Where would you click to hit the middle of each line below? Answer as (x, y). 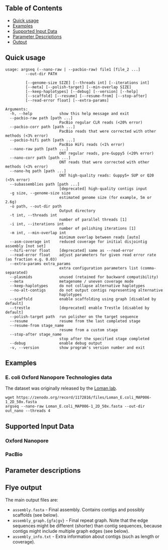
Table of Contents (34, 8)
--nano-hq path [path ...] (38, 171)
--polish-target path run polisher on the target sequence (74, 317)
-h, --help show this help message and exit (69, 114)
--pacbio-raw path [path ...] (41, 118)
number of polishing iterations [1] (98, 228)
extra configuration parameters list (99, 268)
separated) (17, 272)
